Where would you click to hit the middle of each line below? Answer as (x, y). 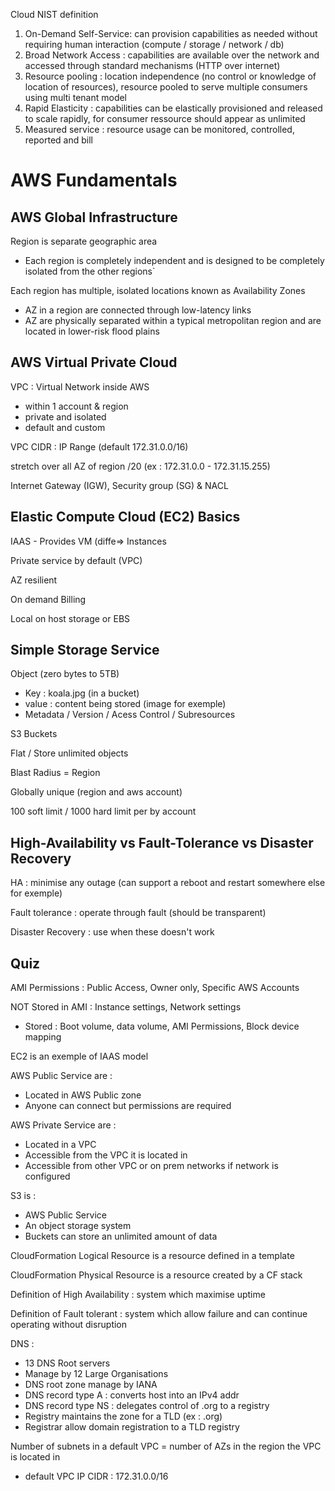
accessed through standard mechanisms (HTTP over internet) (152, 65)
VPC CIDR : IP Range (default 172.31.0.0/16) (99, 446)
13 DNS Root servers (67, 1363)
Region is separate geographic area (84, 241)
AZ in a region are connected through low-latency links (138, 310)
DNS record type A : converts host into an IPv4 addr (132, 1395)
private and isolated (65, 416)
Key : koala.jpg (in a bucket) (82, 693)
